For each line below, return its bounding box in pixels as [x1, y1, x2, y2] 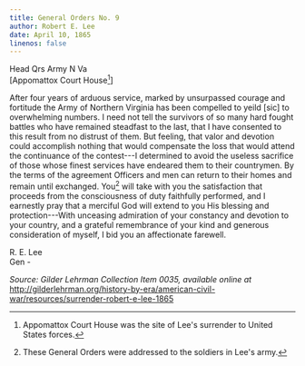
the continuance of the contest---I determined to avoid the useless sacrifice [9, 150, 294, 161]
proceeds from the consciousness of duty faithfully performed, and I [9, 190, 266, 201]
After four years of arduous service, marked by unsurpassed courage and [9, 92, 286, 103]
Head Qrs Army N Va [9, 64, 88, 74]
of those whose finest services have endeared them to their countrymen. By [9, 160, 295, 171]
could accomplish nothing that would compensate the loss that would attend [9, 140, 295, 151]
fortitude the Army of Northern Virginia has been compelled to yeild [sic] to [9, 102, 290, 113]
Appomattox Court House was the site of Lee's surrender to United [22, 319, 273, 330]
